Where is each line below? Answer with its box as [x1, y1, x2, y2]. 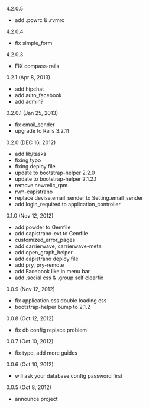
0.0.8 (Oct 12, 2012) [6, 315, 54, 322]
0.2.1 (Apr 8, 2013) [6, 74, 51, 81]
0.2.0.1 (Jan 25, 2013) [6, 110, 59, 116]
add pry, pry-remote [14, 262, 64, 269]
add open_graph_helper [14, 249, 73, 256]
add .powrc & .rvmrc [14, 17, 65, 23]
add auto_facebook [14, 92, 62, 98]
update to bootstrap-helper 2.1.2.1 [14, 176, 97, 183]
